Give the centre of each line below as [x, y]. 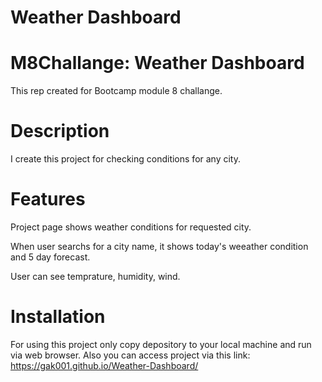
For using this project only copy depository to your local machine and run [161, 344]
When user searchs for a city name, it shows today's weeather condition [159, 246]
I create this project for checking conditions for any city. [125, 159]
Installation [58, 317]
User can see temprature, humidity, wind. [95, 276]
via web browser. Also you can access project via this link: [130, 355]
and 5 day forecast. [50, 257]
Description [60, 131]
